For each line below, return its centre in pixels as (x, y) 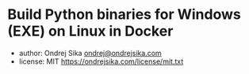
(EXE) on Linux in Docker (90, 31)
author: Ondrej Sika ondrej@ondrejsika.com (90, 53)
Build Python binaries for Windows (124, 15)
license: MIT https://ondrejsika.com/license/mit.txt (101, 61)
